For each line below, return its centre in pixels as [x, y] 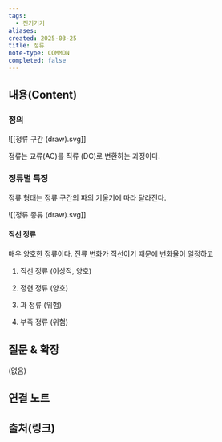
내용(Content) [43, 95]
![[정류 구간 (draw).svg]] [47, 139]
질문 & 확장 [34, 350]
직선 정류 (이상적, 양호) [56, 271]
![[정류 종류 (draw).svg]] [47, 214]
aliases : [23, 30]
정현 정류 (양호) [44, 288]
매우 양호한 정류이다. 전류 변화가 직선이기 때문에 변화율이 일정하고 [111, 254]
